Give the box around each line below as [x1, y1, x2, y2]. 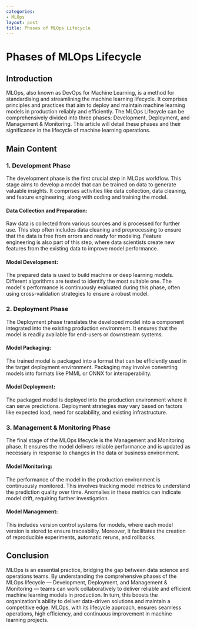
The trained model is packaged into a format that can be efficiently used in [6, 357, 187, 364]
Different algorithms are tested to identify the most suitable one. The [6, 277, 172, 285]
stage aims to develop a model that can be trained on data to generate [6, 180, 176, 188]
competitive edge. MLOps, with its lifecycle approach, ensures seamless [6, 604, 182, 611]
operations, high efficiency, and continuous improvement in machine [6, 610, 172, 617]
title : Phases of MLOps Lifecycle [6, 25, 91, 31]
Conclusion [6, 551, 49, 561]
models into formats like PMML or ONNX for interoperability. [6, 370, 152, 377]
